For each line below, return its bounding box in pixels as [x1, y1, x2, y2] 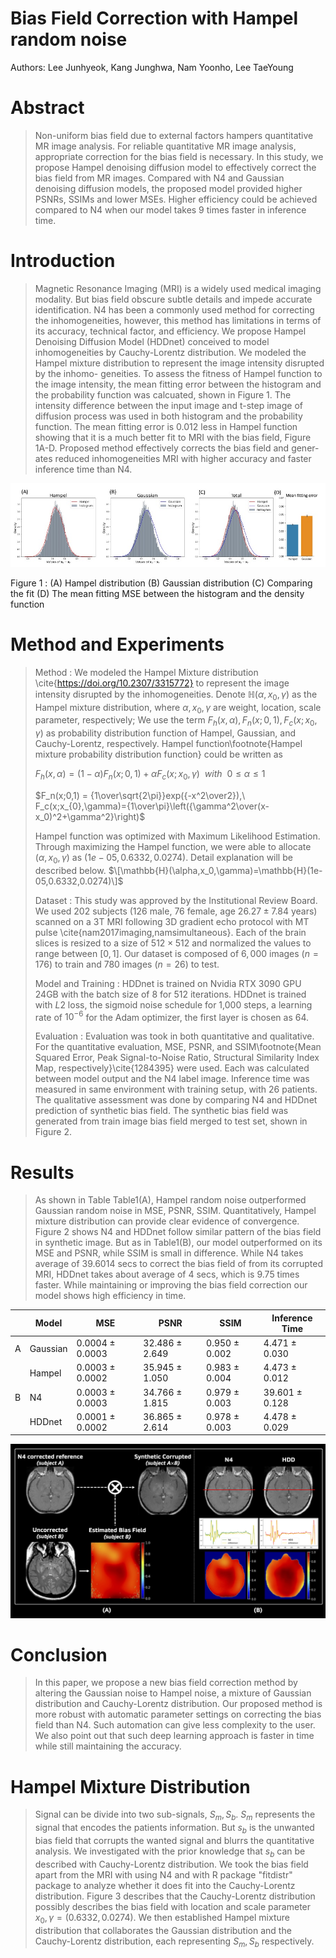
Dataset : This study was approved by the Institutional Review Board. [34, 894, 318, 906]
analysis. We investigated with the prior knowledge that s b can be [34, 1845, 306, 1859]
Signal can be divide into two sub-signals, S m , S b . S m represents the [34, 1808, 316, 1823]
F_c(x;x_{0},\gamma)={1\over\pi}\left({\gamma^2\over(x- [34, 800, 270, 812]
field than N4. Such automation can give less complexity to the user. [34, 1719, 316, 1731]
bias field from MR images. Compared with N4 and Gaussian [34, 172, 285, 184]
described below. [34, 864, 107, 876]
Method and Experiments [10, 633, 225, 656]
